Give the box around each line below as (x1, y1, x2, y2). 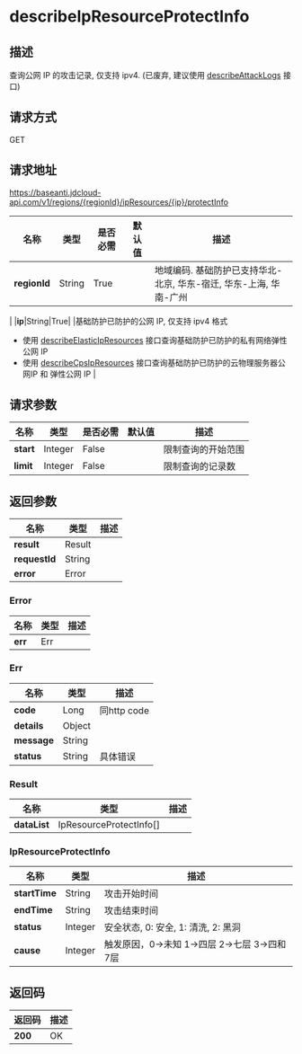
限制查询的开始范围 (163, 443, 245, 456)
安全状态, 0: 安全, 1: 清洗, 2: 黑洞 (103, 921, 241, 934)
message (13, 734, 54, 747)
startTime (13, 887, 57, 899)
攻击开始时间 (103, 888, 159, 900)
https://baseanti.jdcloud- (9, 187, 102, 198)
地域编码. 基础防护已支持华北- (154, 263, 283, 276)
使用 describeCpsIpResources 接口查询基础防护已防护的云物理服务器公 (22, 357, 286, 368)
